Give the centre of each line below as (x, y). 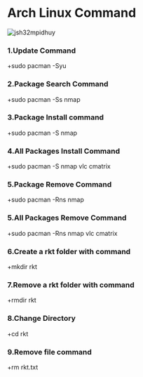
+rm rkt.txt (23, 367)
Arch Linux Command (72, 13)
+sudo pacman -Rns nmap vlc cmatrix (62, 233)
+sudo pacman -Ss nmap (44, 99)
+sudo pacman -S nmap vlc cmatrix (59, 166)
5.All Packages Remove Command (67, 218)
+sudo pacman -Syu (37, 66)
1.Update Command (42, 51)
